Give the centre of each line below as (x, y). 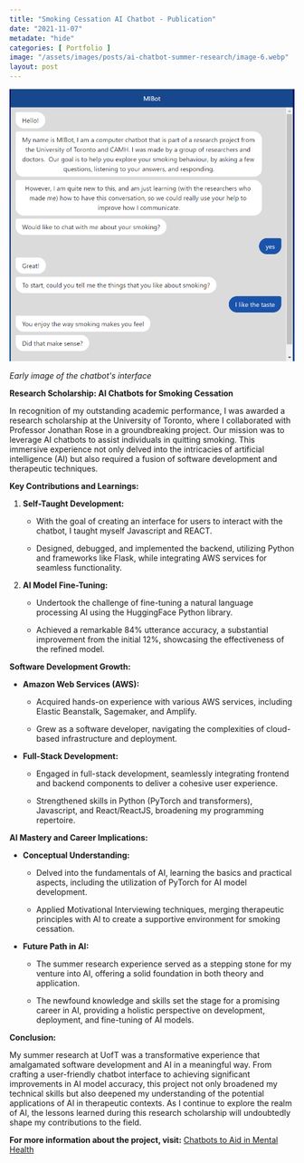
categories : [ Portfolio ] (60, 48)
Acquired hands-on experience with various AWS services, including (164, 701)
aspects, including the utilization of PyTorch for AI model (141, 882)
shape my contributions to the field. (76, 1122)
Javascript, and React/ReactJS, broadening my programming (150, 810)
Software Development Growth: (70, 667)
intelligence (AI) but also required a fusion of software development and (143, 458)
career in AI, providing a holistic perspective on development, (150, 1010)
